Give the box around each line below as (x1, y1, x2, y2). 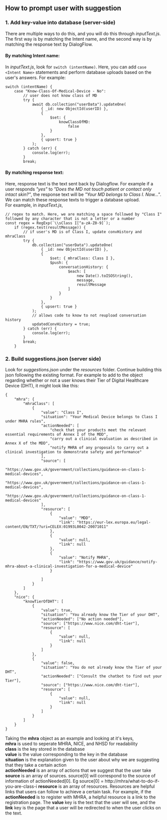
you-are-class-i (5, 783, 37, 789)
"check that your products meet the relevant (49, 428, 146, 433)
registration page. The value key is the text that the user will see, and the (5, 799, 156, 805)
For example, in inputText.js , (5, 202, 63, 208)
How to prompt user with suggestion (5, 4, 121, 13)
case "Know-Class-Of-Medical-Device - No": (14, 88, 106, 93)
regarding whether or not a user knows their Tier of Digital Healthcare (5, 377, 149, 383)
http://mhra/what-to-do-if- (104, 778, 160, 784)
